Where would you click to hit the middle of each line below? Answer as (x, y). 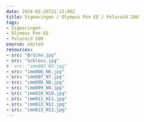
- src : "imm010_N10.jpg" (37, 93)
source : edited (25, 45)
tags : (13, 22)
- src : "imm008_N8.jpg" (35, 83)
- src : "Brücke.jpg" (32, 55)
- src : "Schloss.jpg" (33, 60)
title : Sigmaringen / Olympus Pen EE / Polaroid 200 (72, 17)
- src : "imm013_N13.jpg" (37, 110)
